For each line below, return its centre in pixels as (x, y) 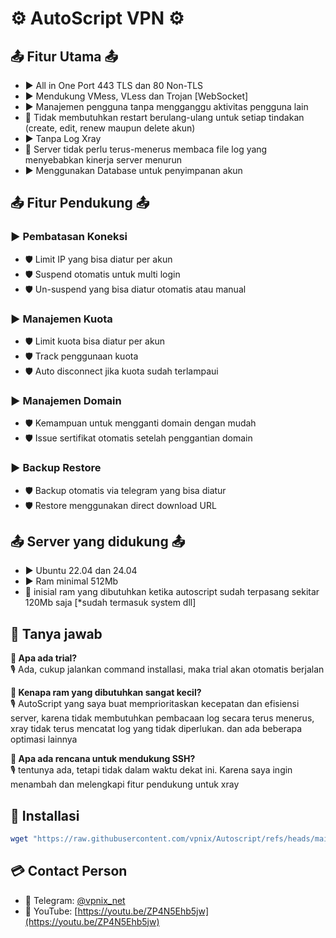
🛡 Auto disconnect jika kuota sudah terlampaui (121, 371)
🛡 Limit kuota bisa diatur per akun (95, 341)
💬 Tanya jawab (56, 633)
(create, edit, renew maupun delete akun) (110, 128)
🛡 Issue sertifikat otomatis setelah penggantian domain (138, 438)
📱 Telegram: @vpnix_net (75, 900)
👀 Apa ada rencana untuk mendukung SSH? (103, 759)
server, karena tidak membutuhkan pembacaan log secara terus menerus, (162, 718)
